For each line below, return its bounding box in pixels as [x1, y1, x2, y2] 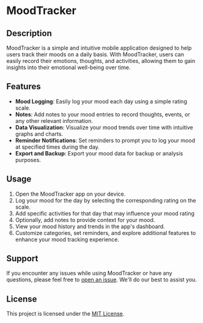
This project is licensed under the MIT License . [6, 310, 125, 317]
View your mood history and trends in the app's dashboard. [15, 223, 165, 230]
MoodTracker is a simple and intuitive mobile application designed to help [6, 44, 192, 51]
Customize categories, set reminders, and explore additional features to [15, 229, 196, 236]
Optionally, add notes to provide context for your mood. [15, 216, 155, 223]
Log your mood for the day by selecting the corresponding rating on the [15, 196, 196, 204]
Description [6, 28, 52, 39]
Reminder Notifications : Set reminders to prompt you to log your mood [15, 136, 196, 144]
